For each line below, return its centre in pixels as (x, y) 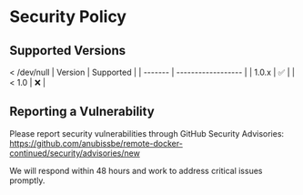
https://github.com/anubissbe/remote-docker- (96, 143)
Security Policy (68, 17)
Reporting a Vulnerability (82, 112)
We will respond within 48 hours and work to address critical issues (136, 170)
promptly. (27, 180)
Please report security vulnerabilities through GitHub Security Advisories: (147, 133)
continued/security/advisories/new (75, 153)
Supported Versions (67, 51)
